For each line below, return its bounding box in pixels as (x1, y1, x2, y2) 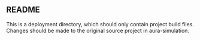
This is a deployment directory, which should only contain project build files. (6, 20, 195, 27)
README (6, 5, 40, 15)
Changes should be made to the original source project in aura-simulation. (6, 27, 190, 34)
